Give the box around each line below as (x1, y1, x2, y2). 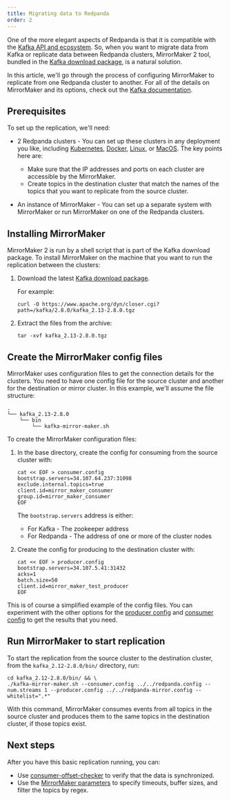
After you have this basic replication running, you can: (7, 758, 161, 766)
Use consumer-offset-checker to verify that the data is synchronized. (17, 771, 215, 780)
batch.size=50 (17, 577, 58, 584)
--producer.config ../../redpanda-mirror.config (50, 686, 193, 693)
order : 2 (7, 17, 32, 23)
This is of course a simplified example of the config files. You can (7, 601, 193, 609)
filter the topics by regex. (17, 786, 89, 794)
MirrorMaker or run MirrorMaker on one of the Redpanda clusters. (17, 208, 205, 216)
